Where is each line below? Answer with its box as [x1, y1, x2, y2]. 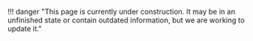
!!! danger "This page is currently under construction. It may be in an [7, 7, 236, 16]
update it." [7, 24, 42, 33]
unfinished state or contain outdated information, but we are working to [7, 15, 246, 25]
